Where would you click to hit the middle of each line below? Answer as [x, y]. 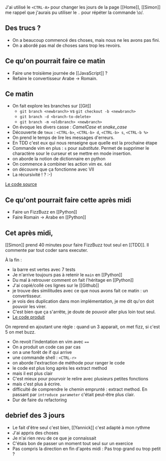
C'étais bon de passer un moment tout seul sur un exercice [73, 443]
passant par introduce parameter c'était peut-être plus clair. [74, 395]
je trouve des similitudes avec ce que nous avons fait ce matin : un [80, 291]
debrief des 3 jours [35, 415]
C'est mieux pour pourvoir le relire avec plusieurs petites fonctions [80, 379]
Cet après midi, [29, 233]
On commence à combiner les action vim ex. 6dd [62, 164]
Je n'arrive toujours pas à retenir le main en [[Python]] [67, 275]
